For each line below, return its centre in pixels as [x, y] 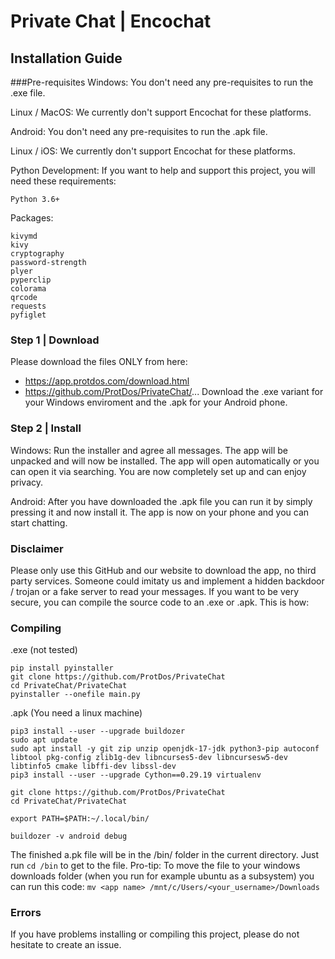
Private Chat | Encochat [111, 21]
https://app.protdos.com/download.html [107, 381]
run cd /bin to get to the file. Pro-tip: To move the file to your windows [155, 866]
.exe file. [28, 93]
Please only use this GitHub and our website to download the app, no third [163, 570]
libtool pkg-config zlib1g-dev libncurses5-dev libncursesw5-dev [149, 758]
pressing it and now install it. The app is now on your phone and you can [160, 512]
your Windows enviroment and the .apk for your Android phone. [156, 402]
